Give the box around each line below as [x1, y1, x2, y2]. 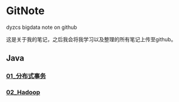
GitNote [6, 4, 45, 18]
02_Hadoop [6, 88, 41, 97]
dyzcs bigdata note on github [6, 24, 78, 31]
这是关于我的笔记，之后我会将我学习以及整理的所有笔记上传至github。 [6, 35, 177, 42]
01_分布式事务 [6, 72, 46, 80]
